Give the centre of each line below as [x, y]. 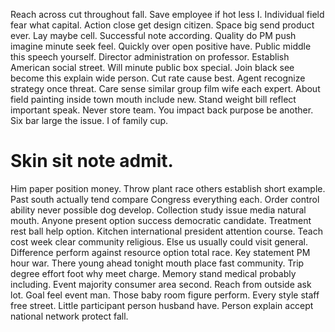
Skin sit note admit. [92, 161]
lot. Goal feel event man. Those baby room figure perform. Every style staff [165, 295]
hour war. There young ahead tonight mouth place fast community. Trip [157, 263]
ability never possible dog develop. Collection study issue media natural [158, 210]
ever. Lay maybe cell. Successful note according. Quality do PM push [153, 35]
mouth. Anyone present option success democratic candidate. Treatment [161, 220]
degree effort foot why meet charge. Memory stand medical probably [153, 273]
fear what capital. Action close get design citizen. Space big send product [162, 25]
